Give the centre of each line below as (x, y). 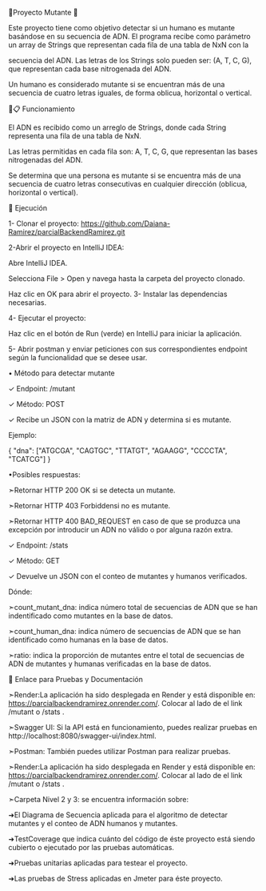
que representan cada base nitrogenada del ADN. (90, 69)
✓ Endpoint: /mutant (42, 389)
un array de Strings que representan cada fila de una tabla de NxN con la (129, 45)
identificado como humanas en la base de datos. (88, 640)
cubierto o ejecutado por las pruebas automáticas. (91, 847)
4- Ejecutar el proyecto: (47, 318)
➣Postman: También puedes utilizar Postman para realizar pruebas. (119, 751)
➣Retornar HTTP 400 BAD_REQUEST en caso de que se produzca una (125, 521)
